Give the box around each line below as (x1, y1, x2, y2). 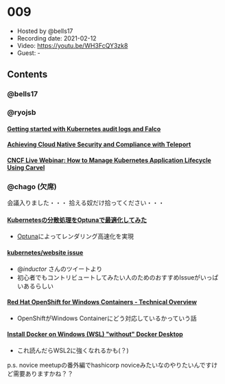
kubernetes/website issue (7, 249, 84, 257)
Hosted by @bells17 (16, 27, 73, 35)
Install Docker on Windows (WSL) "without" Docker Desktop (7, 330, 183, 339)
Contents (7, 69, 48, 80)
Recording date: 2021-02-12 (16, 34, 97, 42)
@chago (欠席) (7, 181, 57, 191)
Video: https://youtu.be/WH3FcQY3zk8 (16, 41, 128, 49)
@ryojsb (7, 108, 36, 117)
